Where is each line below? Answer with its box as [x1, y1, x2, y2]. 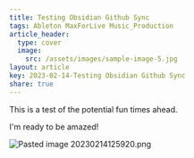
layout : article [9, 63, 70, 72]
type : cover [17, 37, 63, 47]
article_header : [9, 29, 70, 38]
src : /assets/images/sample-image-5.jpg [25, 54, 178, 63]
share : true [9, 79, 54, 88]
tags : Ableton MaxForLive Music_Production [9, 21, 174, 30]
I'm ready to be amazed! [9, 121, 99, 132]
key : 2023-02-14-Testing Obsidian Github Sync [9, 71, 186, 80]
